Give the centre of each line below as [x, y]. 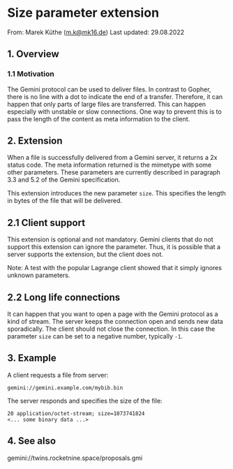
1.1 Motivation [31, 74]
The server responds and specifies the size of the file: [85, 401]
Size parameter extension [83, 13]
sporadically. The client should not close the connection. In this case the [111, 329]
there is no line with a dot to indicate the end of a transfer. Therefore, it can [115, 96]
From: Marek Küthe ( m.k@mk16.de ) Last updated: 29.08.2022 [96, 32]
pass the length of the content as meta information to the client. [99, 119]
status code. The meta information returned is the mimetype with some [109, 165]
